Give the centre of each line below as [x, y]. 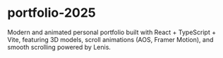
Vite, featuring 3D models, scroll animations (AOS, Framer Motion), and [110, 39]
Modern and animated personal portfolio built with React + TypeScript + [112, 32]
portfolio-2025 [52, 13]
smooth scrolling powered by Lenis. [59, 47]
